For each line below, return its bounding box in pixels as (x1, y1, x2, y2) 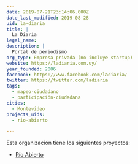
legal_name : (6, 37, 37, 43)
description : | (6, 43, 45, 50)
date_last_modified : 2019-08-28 (6, 15, 89, 21)
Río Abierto (15, 151, 44, 158)
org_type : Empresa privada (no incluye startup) (6, 54, 133, 61)
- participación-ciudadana (12, 94, 81, 100)
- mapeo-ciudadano (12, 89, 59, 95)
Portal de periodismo (12, 49, 67, 55)
